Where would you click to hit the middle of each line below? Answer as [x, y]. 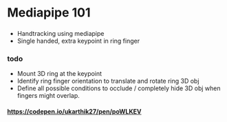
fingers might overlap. [48, 96]
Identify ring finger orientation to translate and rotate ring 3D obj [108, 81]
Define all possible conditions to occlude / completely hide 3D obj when [119, 88]
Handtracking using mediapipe [61, 34]
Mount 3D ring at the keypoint [59, 74]
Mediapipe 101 [49, 13]
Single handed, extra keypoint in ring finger [78, 41]
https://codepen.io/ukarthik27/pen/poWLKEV [75, 111]
